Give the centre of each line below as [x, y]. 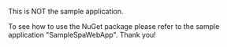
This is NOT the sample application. [66, 11]
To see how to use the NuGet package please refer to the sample [114, 26]
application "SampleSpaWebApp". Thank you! [82, 35]
